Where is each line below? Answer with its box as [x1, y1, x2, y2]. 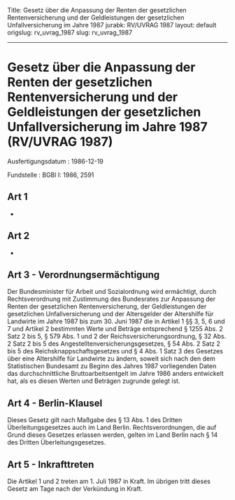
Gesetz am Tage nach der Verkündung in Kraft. [7, 485, 143, 493]
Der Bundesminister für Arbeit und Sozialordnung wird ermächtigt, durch [7, 288, 217, 296]
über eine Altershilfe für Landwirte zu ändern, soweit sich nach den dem [7, 354, 215, 363]
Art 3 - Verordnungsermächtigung [7, 269, 160, 281]
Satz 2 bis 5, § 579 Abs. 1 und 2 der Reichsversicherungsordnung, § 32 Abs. [7, 332, 227, 341]
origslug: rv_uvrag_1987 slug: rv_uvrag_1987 [7, 28, 133, 36]
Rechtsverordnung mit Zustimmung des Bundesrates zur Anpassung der [7, 295, 215, 304]
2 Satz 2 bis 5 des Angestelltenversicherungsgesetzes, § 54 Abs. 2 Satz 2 [7, 339, 220, 348]
